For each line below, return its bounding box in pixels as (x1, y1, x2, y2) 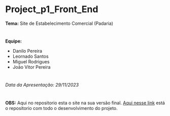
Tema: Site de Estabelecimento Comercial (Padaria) (5, 20, 113, 26)
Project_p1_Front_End (5, 4, 98, 15)
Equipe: (5, 38, 22, 44)
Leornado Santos (12, 53, 49, 59)
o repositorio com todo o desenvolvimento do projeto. (5, 105, 118, 111)
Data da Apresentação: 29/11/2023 (5, 82, 79, 88)
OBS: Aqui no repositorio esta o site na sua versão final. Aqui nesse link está (5, 100, 165, 106)
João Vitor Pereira (12, 64, 51, 70)
